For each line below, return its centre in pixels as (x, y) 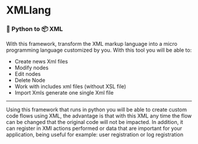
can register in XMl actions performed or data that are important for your (94, 128)
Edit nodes (28, 74)
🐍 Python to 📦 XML (34, 29)
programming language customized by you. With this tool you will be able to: (99, 50)
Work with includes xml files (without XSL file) (70, 86)
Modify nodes (32, 68)
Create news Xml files (41, 62)
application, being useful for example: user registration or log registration (95, 135)
